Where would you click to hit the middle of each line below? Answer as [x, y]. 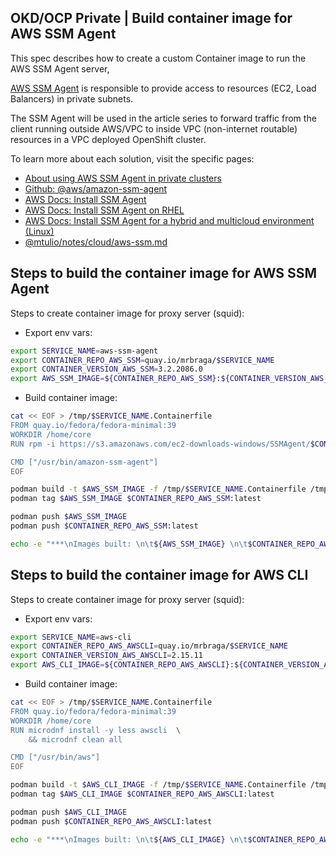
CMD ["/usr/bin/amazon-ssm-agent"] [84, 462]
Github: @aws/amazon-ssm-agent [96, 188]
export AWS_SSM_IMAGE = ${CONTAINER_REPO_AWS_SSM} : [116, 379]
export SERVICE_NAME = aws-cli [71, 637]
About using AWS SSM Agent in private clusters [123, 178]
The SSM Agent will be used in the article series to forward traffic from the [163, 118]
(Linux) [39, 231]
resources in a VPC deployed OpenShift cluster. [108, 139]
